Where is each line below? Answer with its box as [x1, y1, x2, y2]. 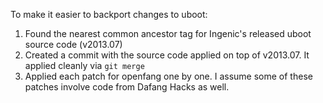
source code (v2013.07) [24, 39, 123, 50]
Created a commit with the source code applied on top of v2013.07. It [24, 49, 310, 61]
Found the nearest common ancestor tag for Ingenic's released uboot [24, 28, 312, 39]
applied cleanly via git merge [24, 60, 145, 71]
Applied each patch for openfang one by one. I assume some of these [24, 70, 313, 82]
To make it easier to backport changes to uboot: [10, 9, 208, 20]
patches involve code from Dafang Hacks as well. [24, 81, 230, 93]
